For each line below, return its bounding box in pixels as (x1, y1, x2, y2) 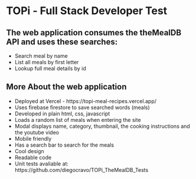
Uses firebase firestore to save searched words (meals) (14, 104, 151, 111)
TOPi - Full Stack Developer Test (6, 4, 168, 18)
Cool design (14, 147, 44, 154)
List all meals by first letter (14, 59, 79, 65)
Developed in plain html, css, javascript (14, 110, 110, 117)
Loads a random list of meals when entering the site (14, 116, 141, 123)
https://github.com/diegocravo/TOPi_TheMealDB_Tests (14, 166, 149, 173)
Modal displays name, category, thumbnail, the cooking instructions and (14, 122, 190, 130)
